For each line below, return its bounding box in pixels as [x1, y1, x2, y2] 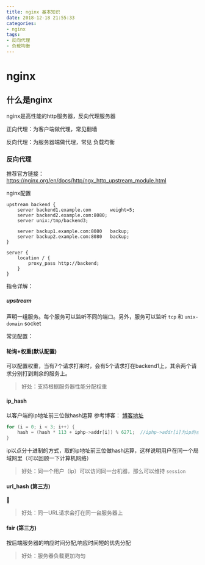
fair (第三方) [6, 524, 37, 531]
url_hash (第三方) [6, 483, 51, 490]
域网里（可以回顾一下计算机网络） [6, 455, 92, 462]
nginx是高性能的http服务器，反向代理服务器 [6, 112, 116, 120]
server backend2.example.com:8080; [17, 212, 108, 218]
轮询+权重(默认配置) [6, 347, 57, 354]
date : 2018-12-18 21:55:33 [6, 15, 75, 21]
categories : [6, 20, 37, 26]
